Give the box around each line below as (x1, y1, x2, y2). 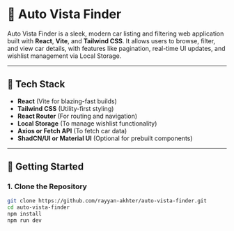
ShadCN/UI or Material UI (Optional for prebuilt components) (17, 134, 193, 142)
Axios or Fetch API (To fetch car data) (17, 126, 127, 135)
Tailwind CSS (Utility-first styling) (17, 104, 114, 112)
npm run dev (7, 217, 42, 224)
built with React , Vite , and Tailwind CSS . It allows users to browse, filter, (7, 36, 216, 45)
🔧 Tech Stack (7, 78, 65, 90)
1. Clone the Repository (7, 181, 87, 191)
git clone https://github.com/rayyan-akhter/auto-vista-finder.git (7, 198, 208, 204)
